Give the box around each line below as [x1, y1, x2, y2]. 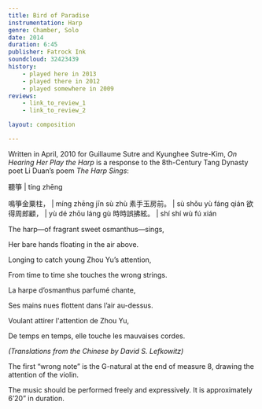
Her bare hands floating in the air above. [8, 239, 139, 249]
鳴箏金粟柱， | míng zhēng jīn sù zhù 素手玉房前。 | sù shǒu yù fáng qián [8, 198, 245, 208]
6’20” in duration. [8, 393, 65, 403]
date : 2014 [8, 33, 44, 42]
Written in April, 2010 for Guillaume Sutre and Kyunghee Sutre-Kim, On [8, 149, 238, 158]
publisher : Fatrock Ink [8, 48, 87, 56]
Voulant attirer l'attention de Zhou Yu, [8, 315, 130, 325]
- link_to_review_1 [22, 99, 87, 107]
